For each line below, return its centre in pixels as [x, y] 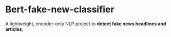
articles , [14, 29]
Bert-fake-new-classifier [60, 10]
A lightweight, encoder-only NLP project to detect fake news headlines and [86, 24]
